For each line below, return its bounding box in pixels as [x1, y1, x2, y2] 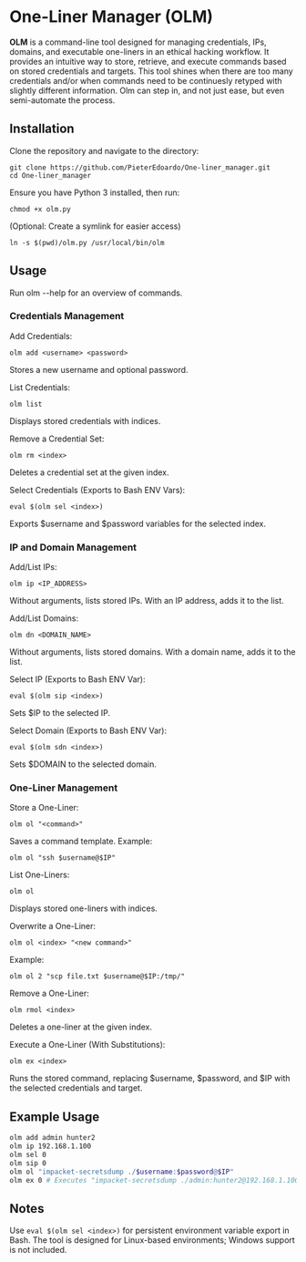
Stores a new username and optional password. [9, 364, 189, 375]
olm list [9, 399, 43, 409]
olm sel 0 [9, 1151, 47, 1160]
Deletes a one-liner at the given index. [9, 1021, 153, 1032]
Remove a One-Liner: [9, 988, 89, 999]
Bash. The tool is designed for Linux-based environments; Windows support [9, 1235, 296, 1246]
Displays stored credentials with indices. [9, 415, 161, 426]
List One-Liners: [9, 869, 70, 881]
